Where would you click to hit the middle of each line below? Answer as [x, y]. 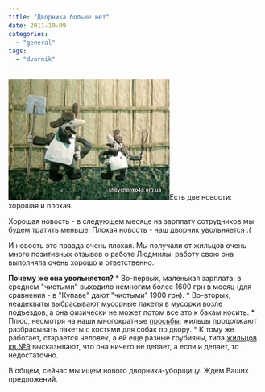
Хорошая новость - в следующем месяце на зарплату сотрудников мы [131, 221]
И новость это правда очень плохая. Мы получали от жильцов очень [128, 245]
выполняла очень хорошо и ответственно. [81, 262]
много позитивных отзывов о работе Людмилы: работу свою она [121, 254]
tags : [17, 51]
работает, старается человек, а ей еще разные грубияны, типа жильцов [133, 338]
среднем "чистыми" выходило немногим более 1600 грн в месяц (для [130, 287]
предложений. [33, 379]
